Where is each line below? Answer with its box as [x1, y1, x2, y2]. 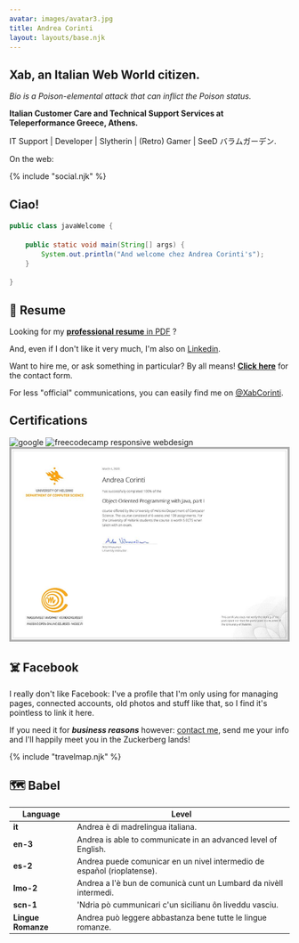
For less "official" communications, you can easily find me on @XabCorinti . [9, 387, 284, 398]
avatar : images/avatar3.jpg [9, 14, 114, 23]
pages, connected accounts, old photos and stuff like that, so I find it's [9, 697, 268, 708]
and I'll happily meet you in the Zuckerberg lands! [9, 734, 191, 744]
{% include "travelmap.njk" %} [9, 751, 122, 761]
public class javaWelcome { [9, 222, 114, 231]
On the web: [9, 154, 54, 165]
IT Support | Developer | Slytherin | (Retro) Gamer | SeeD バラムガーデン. [9, 136, 277, 147]
